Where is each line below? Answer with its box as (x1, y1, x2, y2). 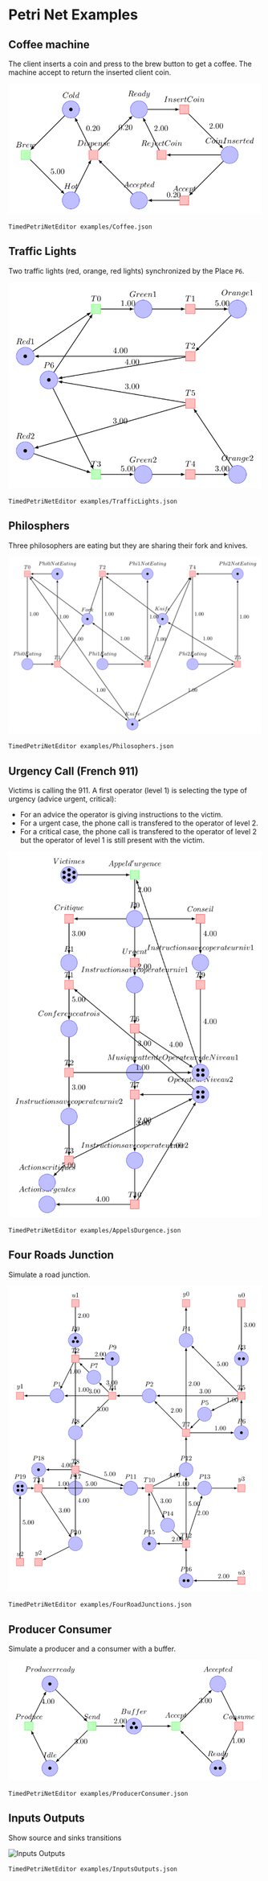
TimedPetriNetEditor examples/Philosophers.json (8, 743, 174, 751)
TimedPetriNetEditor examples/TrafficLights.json (8, 497, 178, 505)
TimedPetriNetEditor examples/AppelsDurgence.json (8, 1226, 181, 1234)
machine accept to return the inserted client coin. (8, 68, 172, 77)
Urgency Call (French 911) (8, 764, 139, 778)
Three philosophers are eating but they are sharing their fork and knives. (8, 541, 249, 550)
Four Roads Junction (8, 1249, 115, 1262)
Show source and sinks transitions (8, 1833, 122, 1842)
